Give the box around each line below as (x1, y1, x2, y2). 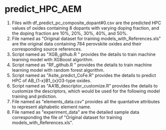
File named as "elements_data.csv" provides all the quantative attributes (11, 98, 160, 104)
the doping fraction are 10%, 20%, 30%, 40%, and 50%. (11, 30, 128, 36)
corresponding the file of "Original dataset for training (11, 114, 122, 120)
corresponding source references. (11, 46, 83, 52)
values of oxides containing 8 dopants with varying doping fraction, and (11, 25, 160, 31)
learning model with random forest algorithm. (11, 67, 105, 73)
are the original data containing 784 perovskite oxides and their (11, 41, 142, 46)
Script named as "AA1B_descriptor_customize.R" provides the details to (11, 83, 158, 88)
